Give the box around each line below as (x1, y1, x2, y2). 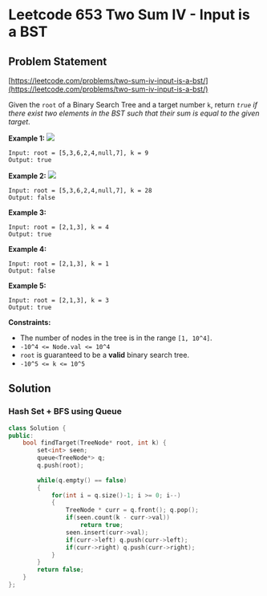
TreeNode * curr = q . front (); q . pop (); (65, 506, 199, 514)
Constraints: (8, 318, 51, 326)
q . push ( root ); (37, 461, 84, 470)
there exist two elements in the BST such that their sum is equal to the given (8, 108, 260, 118)
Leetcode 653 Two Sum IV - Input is (8, 6, 250, 24)
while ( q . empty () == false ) (37, 476, 127, 485)
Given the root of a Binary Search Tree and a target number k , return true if (8, 100, 258, 109)
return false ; (37, 566, 84, 574)
